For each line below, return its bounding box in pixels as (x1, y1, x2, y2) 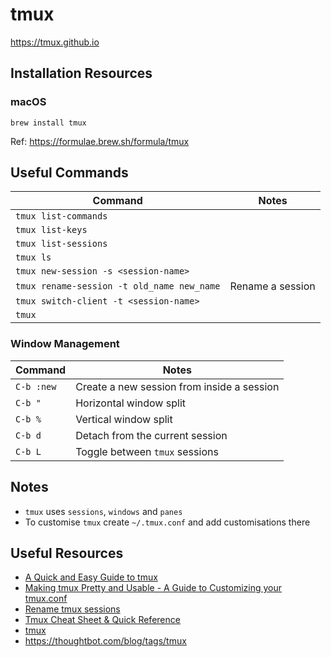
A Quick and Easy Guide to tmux (24, 571, 158, 583)
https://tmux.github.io (10, 36, 100, 48)
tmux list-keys (15, 224, 88, 236)
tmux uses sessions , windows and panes (24, 505, 183, 517)
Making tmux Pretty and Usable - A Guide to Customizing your (24, 582, 283, 594)
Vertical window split (75, 412, 173, 426)
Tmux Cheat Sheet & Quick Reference (24, 614, 181, 626)
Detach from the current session (75, 428, 228, 442)
